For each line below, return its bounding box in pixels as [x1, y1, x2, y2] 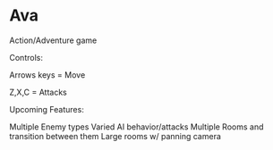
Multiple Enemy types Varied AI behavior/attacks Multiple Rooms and [9, 121, 264, 132]
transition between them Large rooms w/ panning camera [9, 130, 222, 141]
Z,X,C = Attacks [9, 87, 67, 97]
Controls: [9, 52, 43, 62]
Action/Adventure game [9, 35, 98, 46]
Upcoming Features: [9, 104, 85, 114]
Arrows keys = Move [9, 69, 86, 80]
